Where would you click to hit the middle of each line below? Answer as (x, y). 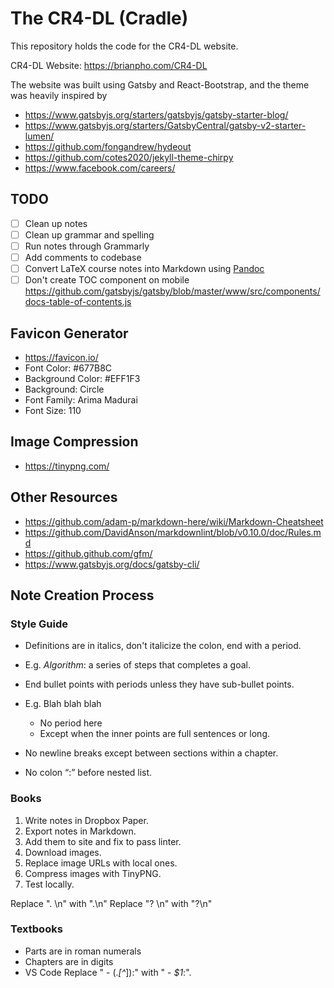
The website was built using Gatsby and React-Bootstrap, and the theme (160, 84)
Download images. (63, 852)
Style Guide (39, 624)
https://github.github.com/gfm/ (88, 553)
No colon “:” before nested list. (88, 773)
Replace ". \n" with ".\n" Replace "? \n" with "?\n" (111, 903)
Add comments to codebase (83, 257)
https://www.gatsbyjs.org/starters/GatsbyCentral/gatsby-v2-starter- (165, 125)
